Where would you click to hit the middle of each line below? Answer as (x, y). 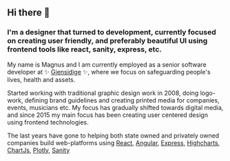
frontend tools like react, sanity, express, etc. (84, 50)
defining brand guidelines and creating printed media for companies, (122, 100)
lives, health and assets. (41, 79)
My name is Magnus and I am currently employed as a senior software (107, 64)
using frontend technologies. (48, 122)
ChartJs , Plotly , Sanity (39, 150)
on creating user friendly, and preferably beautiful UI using (107, 41)
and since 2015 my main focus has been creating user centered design (108, 115)
